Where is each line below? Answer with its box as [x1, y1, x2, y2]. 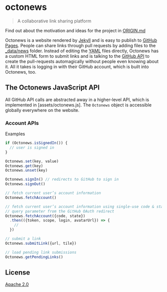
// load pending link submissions [5, 250, 77, 255]
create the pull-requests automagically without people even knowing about [5, 58, 159, 64]
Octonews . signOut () [5, 182, 46, 187]
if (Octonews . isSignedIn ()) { [5, 141, 68, 146]
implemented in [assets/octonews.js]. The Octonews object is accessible [5, 101, 152, 108]
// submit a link [5, 236, 41, 241]
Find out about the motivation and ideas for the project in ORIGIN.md [5, 27, 146, 33]
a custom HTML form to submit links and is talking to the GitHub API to [5, 53, 150, 59]
